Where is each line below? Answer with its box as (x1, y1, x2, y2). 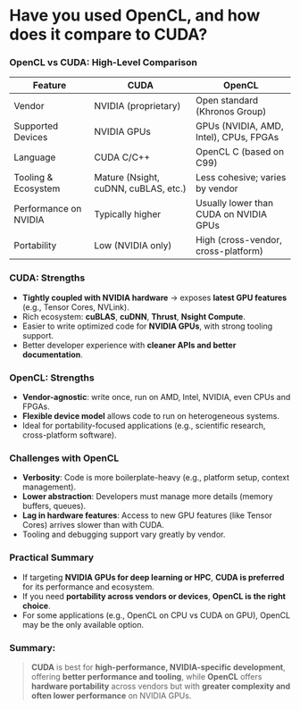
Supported (13, 120, 59, 132)
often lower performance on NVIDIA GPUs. (30, 689, 192, 701)
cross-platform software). (21, 430, 118, 440)
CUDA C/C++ (94, 151, 150, 163)
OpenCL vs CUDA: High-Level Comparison (9, 56, 198, 69)
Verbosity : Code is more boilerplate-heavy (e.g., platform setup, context (21, 472, 290, 483)
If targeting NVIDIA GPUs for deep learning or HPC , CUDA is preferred (21, 572, 285, 582)
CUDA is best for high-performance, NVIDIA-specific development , (30, 662, 286, 672)
